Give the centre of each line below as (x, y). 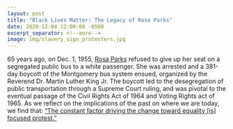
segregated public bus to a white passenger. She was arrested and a (105, 67)
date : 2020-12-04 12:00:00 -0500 (56, 26)
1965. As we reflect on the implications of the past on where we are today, (113, 103)
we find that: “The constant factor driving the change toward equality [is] (112, 111)
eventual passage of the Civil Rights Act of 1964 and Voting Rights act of (111, 96)
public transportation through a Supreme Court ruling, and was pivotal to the (116, 89)
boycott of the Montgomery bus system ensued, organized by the (114, 74)
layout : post (26, 14)
